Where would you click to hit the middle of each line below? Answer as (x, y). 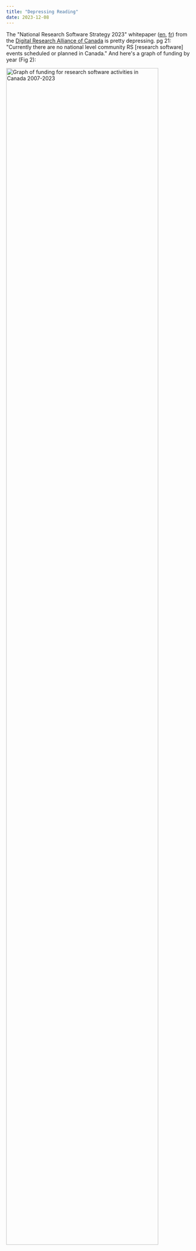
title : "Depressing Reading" (42, 12)
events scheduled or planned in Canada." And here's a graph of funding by (98, 53)
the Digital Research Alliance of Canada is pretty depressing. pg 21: (89, 41)
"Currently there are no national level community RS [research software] (95, 47)
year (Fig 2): (21, 60)
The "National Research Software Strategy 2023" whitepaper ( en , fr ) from (97, 34)
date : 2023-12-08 (28, 17)
